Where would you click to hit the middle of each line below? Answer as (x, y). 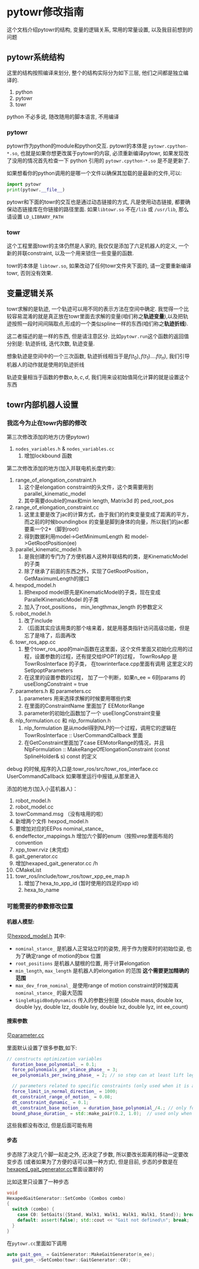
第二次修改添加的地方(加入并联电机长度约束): (61, 468)
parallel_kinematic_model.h (48, 550)
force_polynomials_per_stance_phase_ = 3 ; (65, 1070)
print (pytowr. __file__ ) (36, 189)
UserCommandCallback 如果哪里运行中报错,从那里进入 (74, 776)
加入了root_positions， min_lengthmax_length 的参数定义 (93, 607)
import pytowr (24, 184)
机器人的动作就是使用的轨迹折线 (45, 364)
